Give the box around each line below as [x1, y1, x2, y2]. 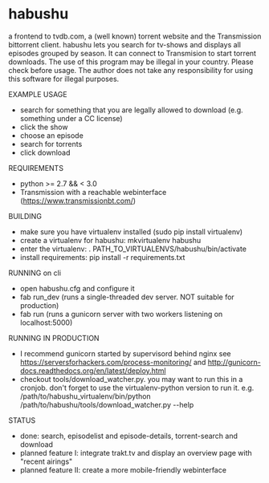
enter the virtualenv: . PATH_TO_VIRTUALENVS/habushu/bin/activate [19, 244, 247, 254]
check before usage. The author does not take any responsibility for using [8, 65, 254, 75]
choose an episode [19, 130, 84, 140]
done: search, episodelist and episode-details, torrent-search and [19, 431, 238, 440]
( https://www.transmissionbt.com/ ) [19, 196, 137, 205]
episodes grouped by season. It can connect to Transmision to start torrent [8, 48, 257, 58]
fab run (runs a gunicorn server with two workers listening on [19, 309, 223, 319]
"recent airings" [19, 457, 73, 466]
